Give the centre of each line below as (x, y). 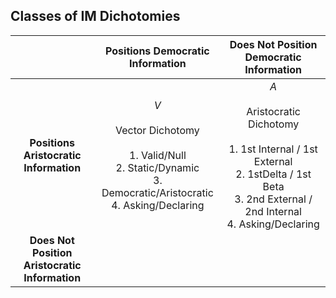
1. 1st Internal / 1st (273, 149)
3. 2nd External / (273, 199)
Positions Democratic (157, 51)
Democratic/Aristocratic (157, 192)
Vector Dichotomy (157, 130)
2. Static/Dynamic (157, 167)
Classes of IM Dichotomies (95, 16)
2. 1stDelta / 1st (273, 174)
